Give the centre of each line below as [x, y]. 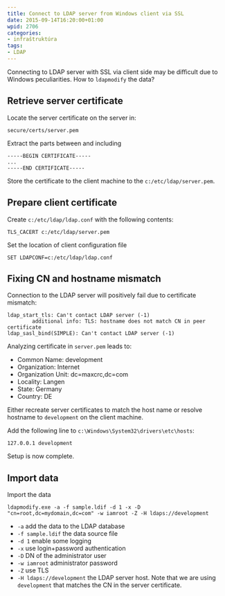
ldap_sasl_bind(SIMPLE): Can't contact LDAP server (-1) [91, 334]
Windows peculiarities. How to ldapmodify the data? [81, 79]
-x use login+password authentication [71, 548]
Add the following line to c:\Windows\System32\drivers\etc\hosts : [101, 431]
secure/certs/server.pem [43, 130]
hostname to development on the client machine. [75, 417]
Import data [33, 478]
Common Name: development [60, 360]
